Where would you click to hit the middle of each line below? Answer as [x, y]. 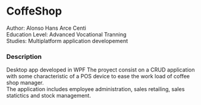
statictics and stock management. [49, 96]
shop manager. [25, 83]
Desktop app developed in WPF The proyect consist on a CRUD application [100, 70]
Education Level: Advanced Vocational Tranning [66, 34]
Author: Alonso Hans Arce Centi [46, 28]
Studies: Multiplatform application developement [67, 41]
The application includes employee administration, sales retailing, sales [96, 89]
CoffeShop [34, 11]
